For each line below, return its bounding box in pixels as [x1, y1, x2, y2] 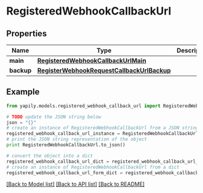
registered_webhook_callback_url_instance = [6, 131, 120, 137]
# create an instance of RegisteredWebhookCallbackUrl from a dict [6, 164, 180, 170]
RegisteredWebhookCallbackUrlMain [37, 56, 147, 65]
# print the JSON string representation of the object [6, 136, 147, 143]
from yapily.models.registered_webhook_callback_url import [6, 103, 161, 109]
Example [6, 87, 40, 97]
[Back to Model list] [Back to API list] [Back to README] [6, 180, 145, 188]
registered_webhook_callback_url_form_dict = [6, 169, 123, 176]
